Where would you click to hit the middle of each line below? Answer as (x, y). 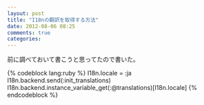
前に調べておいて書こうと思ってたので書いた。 (73, 60)
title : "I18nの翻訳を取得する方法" (53, 20)
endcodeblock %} (33, 95)
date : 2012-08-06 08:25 (41, 26)
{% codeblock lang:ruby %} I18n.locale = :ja (70, 73)
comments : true (29, 33)
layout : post (26, 13)
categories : (24, 39)
